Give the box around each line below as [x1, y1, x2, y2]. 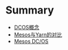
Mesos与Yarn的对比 [13, 31, 62, 38]
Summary [5, 4, 54, 17]
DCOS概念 [13, 24, 39, 31]
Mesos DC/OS [13, 38, 49, 45]
